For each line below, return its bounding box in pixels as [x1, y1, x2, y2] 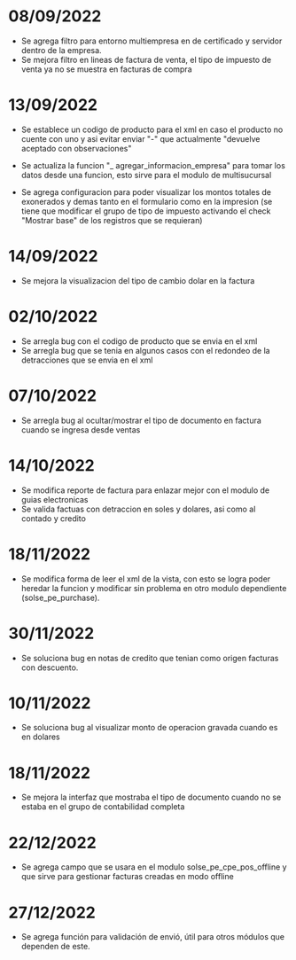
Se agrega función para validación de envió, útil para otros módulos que [20, 932, 285, 942]
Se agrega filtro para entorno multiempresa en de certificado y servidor [20, 35, 283, 46]
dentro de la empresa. [20, 44, 103, 55]
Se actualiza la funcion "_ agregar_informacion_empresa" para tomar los [20, 160, 285, 170]
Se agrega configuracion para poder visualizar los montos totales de [20, 186, 272, 197]
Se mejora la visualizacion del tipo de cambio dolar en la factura [20, 275, 255, 285]
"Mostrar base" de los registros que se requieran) [20, 215, 203, 225]
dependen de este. [20, 941, 90, 952]
